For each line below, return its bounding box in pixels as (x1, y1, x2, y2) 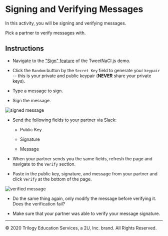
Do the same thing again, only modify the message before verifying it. (12, 195, 156, 201)
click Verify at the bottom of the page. (12, 176, 92, 182)
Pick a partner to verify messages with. (5, 30, 86, 36)
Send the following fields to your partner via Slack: (12, 117, 116, 123)
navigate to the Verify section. (12, 161, 76, 167)
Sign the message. (12, 97, 51, 103)
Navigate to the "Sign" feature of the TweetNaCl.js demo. (12, 58, 131, 64)
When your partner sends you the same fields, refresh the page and (12, 155, 152, 161)
